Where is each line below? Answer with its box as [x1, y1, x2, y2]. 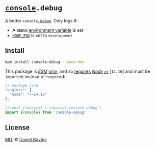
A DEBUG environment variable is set [12, 27, 83, 33]
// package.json [5, 83, 38, 88]
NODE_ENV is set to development [12, 32, 73, 38]
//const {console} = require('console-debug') [5, 105, 102, 110]
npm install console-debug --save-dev [5, 60, 84, 64]
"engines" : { [5, 87, 32, 92]
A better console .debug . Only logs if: [5, 18, 78, 23]
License [5, 124, 30, 132]
